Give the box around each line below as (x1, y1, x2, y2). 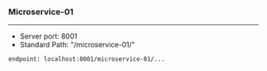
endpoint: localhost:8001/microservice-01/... (8, 55, 165, 63)
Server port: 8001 (19, 32, 78, 41)
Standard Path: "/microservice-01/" (19, 40, 135, 50)
